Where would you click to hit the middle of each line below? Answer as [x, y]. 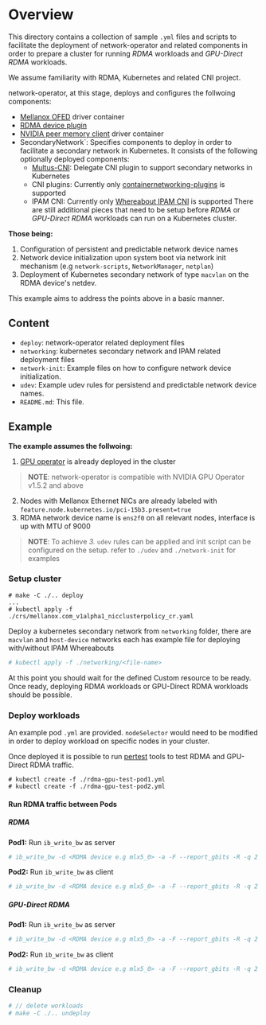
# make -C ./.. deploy [46, 595]
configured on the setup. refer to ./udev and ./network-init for [132, 550]
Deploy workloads [44, 715]
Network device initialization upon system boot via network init [123, 257]
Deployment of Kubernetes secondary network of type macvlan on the [134, 274]
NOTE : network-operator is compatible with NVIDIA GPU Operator [136, 477]
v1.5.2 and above [55, 485]
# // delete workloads [46, 1006]
